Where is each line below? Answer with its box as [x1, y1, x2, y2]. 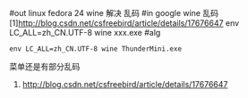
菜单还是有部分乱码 [9, 61, 81, 71]
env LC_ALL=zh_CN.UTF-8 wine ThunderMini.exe [9, 45, 182, 53]
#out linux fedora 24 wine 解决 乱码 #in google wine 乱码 [9, 8, 219, 18]
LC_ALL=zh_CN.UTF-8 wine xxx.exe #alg [9, 28, 161, 37]
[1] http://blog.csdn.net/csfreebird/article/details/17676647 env [9, 18, 240, 29]
